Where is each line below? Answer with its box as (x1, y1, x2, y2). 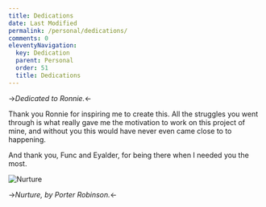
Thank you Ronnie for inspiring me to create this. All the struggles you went (8, 109, 259, 119)
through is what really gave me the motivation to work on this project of (8, 117, 246, 127)
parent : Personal (15, 57, 74, 65)
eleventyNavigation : (8, 42, 78, 50)
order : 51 (15, 64, 48, 72)
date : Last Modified (8, 19, 78, 27)
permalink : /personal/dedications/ (8, 26, 128, 34)
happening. (8, 134, 46, 144)
